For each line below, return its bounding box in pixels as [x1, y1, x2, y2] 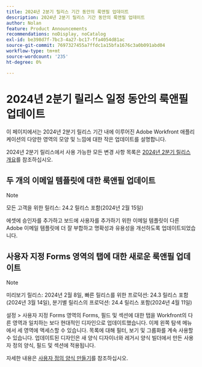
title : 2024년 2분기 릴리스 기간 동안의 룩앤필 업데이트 [6, 8, 129, 15]
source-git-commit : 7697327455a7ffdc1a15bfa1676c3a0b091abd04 [6, 43, 165, 49]
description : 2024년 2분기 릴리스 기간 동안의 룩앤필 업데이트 [6, 14, 145, 20]
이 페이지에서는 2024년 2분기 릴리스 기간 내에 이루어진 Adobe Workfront [6, 128, 179, 135]
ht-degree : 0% [6, 59, 42, 65]
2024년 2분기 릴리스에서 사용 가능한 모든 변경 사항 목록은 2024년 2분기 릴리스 [6, 149, 191, 156]
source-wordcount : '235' [6, 54, 69, 60]
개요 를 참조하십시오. [6, 156, 53, 163]
